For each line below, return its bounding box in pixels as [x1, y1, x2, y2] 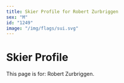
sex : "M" [6, 14, 28, 20]
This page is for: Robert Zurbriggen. [6, 71, 94, 78]
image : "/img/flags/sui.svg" [6, 25, 79, 31]
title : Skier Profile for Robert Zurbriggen [6, 8, 119, 15]
